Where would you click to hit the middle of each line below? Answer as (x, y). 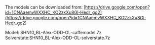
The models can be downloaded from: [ (45, 7)
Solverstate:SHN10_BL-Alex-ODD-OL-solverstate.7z (58, 38)
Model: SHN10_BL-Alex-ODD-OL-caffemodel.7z (53, 32)
